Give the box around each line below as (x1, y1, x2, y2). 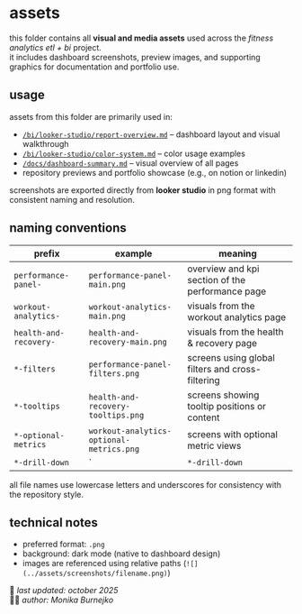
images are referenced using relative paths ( (22, 558, 187, 569)
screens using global (187, 351, 276, 363)
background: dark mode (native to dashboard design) (22, 548, 221, 559)
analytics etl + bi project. (9, 41, 102, 52)
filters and (187, 362, 231, 375)
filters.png (88, 368, 140, 379)
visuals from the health (187, 325, 284, 338)
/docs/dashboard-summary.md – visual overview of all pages (22, 157, 239, 169)
